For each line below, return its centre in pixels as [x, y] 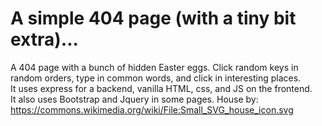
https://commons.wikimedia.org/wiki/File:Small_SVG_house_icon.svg [152, 109]
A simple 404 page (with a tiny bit [153, 18]
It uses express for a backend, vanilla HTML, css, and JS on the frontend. [161, 88]
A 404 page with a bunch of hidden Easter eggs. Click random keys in [154, 67]
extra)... [44, 39]
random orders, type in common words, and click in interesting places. [156, 78]
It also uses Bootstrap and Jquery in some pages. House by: [134, 99]
